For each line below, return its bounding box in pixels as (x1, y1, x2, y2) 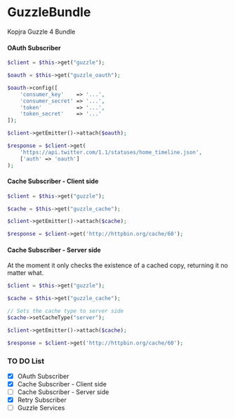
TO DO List (7, 356, 45, 365)
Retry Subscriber (17, 396, 67, 404)
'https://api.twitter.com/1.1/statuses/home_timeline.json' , (20, 149, 202, 156)
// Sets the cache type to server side (7, 308, 124, 315)
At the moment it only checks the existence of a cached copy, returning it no (7, 261, 228, 270)
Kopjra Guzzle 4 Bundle (7, 27, 76, 36)
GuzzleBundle (7, 4, 91, 20)
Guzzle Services (17, 404, 65, 412)
